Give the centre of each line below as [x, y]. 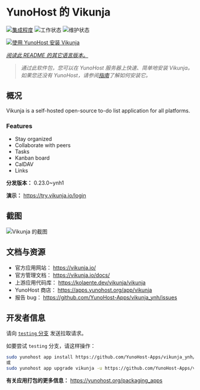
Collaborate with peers [43, 145]
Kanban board [32, 158]
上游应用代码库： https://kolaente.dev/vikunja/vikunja [80, 282]
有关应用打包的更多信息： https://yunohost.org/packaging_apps [84, 380]
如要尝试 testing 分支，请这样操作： [51, 346]
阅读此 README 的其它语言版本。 [47, 55]
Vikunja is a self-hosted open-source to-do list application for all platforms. [98, 110]
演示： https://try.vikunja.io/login [46, 196]
